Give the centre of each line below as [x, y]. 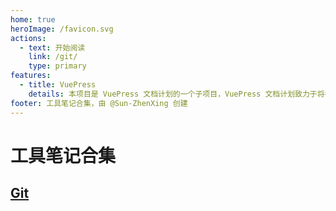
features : [31, 76]
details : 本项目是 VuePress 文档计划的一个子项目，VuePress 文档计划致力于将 [176, 94]
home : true [33, 19]
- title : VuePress [58, 85]
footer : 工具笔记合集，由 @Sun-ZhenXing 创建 [99, 103]
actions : [28, 38]
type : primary [57, 66]
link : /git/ [53, 57]
